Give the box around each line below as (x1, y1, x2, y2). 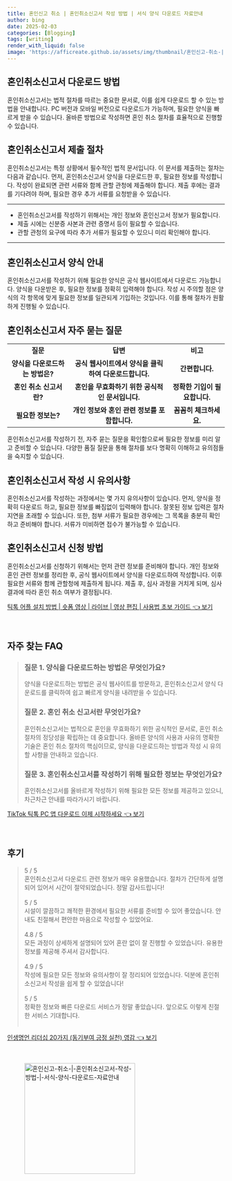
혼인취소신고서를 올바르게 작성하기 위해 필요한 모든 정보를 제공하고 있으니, (23, 787, 224, 795)
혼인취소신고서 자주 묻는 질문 (7, 324, 123, 336)
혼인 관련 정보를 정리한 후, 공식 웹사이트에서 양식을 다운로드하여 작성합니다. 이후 (7, 570, 223, 578)
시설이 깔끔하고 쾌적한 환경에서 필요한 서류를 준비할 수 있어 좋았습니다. (23, 906, 214, 915)
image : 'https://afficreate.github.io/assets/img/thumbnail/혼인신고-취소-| (7, 49, 224, 56)
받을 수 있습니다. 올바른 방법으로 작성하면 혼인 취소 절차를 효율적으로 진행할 (19, 113, 223, 121)
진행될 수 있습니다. (19, 302, 70, 311)
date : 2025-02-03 (7, 23, 57, 30)
